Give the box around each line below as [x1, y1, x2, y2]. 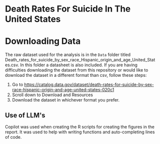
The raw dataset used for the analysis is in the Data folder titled [5, 52, 131, 58]
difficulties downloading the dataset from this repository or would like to [5, 67, 148, 73]
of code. [5, 134, 22, 140]
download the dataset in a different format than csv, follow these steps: [5, 72, 147, 78]
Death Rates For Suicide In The [5, 3, 131, 14]
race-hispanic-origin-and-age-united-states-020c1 [12, 87, 115, 93]
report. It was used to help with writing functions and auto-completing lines [5, 129, 155, 135]
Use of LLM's [5, 111, 45, 119]
